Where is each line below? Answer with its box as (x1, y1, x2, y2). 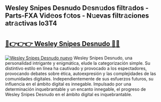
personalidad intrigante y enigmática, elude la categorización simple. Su (5, 60, 151, 66)
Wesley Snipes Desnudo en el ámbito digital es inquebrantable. (5, 92, 132, 97)
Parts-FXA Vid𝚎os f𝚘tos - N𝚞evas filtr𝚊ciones (5, 12, 149, 20)
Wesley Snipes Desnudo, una (73, 55, 133, 61)
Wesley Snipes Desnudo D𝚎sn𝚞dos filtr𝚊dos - (5, 4, 149, 12)
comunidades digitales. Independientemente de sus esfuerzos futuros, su (5, 76, 154, 81)
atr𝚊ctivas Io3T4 (5, 19, 57, 27)
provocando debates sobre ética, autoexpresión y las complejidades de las (5, 71, 157, 76)
